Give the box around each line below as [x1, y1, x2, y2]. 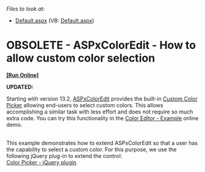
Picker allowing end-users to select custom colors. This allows [6, 101, 164, 109]
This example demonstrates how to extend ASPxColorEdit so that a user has [6, 139, 198, 146]
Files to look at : [6, 5, 45, 12]
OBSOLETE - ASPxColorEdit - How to [6, 38, 196, 52]
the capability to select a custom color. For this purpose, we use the [6, 146, 177, 153]
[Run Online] [6, 71, 39, 79]
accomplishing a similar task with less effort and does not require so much [6, 108, 193, 115]
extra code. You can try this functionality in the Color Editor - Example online [6, 114, 199, 121]
